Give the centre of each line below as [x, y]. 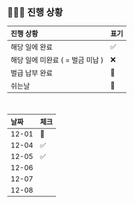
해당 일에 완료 [32, 47]
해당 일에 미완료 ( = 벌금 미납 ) [57, 59]
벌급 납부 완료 [32, 73]
